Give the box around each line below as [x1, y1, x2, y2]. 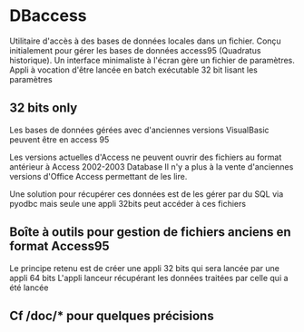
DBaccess [9, 5, 87, 26]
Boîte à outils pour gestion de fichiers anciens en [9, 224, 291, 240]
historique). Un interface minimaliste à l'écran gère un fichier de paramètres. [9, 54, 295, 65]
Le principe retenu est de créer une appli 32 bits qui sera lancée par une [9, 262, 279, 273]
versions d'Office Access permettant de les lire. [9, 171, 188, 181]
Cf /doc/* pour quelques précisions [9, 308, 215, 323]
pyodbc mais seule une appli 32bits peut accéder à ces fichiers [9, 198, 247, 209]
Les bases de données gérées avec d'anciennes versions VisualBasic [9, 124, 270, 135]
